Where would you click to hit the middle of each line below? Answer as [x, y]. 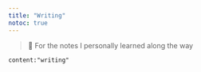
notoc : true [28, 23]
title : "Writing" [37, 15]
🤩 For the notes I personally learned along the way [110, 45]
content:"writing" [39, 60]
